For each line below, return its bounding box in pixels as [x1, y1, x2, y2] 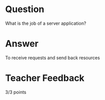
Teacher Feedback [5, 72, 84, 84]
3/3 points [5, 89, 27, 95]
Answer [5, 38, 39, 49]
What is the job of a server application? [5, 20, 86, 26]
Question [5, 4, 44, 15]
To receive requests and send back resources [5, 55, 100, 61]
